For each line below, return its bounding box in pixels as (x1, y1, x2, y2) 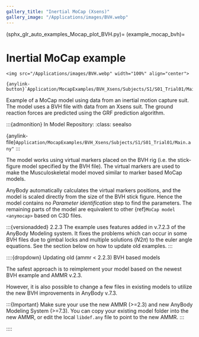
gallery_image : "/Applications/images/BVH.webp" (6, 14, 129, 20)
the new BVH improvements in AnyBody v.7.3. (6, 290, 117, 297)
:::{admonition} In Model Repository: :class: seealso (6, 121, 132, 128)
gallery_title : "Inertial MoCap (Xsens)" (6, 8, 110, 15)
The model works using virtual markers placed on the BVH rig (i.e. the (6, 157, 176, 164)
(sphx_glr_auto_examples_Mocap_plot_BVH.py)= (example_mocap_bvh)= (6, 30, 185, 37)
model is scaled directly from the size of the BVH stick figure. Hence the (6, 193, 182, 201)
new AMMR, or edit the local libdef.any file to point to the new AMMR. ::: (6, 314, 185, 321)
